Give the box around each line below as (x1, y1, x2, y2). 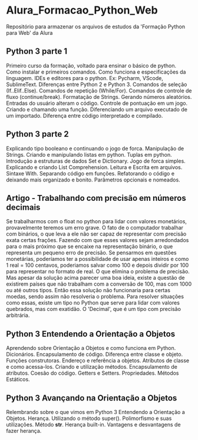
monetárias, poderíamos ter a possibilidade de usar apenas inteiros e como (6, 256, 189, 263)
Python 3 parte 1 (6, 47, 68, 57)
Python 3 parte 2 (6, 129, 69, 139)
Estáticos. (6, 376, 31, 383)
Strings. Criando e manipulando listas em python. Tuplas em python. (6, 151, 172, 158)
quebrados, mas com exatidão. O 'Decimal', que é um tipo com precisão (6, 306, 181, 313)
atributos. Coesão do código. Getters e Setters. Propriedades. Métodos (6, 369, 179, 377)
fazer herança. (6, 428, 42, 434)
